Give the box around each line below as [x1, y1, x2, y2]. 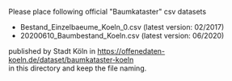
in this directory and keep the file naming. [8, 63, 147, 73]
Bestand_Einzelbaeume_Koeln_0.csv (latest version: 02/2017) [19, 22, 225, 31]
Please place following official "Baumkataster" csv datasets [8, 7, 207, 16]
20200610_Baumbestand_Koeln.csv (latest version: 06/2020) [19, 31, 225, 40]
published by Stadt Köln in [8, 47, 95, 55]
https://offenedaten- [96, 47, 166, 55]
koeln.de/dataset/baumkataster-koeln [8, 55, 134, 64]
